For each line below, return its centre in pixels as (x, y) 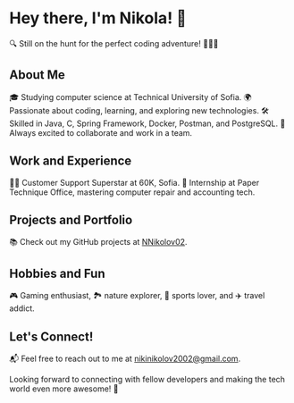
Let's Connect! (51, 336)
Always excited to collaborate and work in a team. (101, 132)
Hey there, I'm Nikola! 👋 (98, 18)
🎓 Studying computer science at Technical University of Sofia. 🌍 (130, 97)
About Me (37, 75)
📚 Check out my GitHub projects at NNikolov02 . (98, 242)
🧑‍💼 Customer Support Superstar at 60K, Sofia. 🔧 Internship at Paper (134, 182)
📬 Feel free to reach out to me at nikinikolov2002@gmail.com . (125, 358)
